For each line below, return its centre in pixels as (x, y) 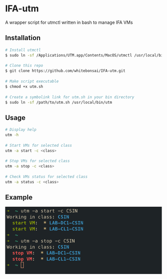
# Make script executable (32, 81)
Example (19, 197)
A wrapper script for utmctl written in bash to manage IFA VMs (69, 22)
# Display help (21, 130)
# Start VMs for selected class (39, 145)
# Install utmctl (23, 50)
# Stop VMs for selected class (38, 161)
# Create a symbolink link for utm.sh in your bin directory (70, 97)
